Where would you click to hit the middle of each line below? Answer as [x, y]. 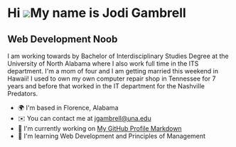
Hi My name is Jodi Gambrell [97, 13]
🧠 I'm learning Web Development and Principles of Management [112, 136]
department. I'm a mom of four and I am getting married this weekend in [113, 71]
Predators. [23, 94]
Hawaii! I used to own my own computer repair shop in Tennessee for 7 [112, 78]
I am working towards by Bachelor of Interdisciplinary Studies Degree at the [118, 56]
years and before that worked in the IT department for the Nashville [106, 86]
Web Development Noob [63, 39]
